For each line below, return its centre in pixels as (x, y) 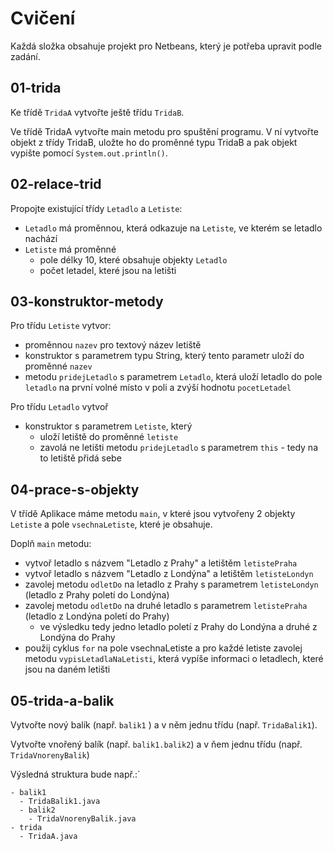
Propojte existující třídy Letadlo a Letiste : (96, 208)
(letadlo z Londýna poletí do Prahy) (97, 616)
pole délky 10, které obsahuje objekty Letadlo (133, 259)
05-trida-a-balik (62, 700)
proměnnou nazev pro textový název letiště (113, 345)
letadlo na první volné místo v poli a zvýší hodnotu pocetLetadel (158, 388)
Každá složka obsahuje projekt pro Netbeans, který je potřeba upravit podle (166, 46)
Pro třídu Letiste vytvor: (61, 326)
